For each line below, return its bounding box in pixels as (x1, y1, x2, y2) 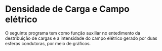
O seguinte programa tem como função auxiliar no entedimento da (5, 30, 141, 36)
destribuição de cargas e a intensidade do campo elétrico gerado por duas (5, 35, 158, 41)
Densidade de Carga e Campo (5, 3, 130, 15)
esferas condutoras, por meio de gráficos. (5, 40, 91, 46)
